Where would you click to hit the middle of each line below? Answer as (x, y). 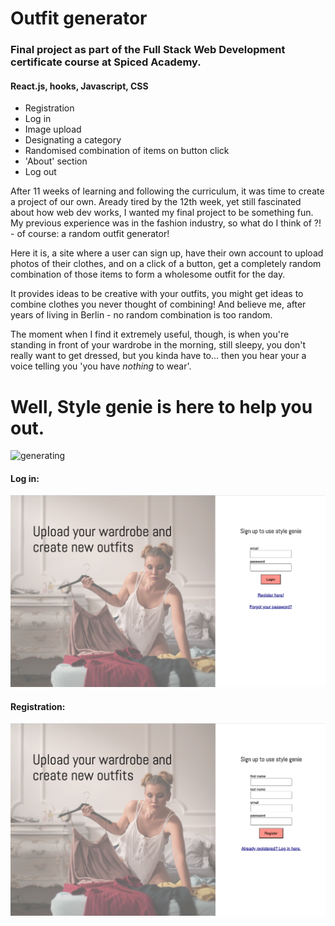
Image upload (53, 129)
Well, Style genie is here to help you (161, 406)
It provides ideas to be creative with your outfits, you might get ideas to (157, 294)
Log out (40, 172)
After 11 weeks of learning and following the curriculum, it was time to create (167, 191)
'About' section (56, 161)
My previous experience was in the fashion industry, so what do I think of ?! (166, 223)
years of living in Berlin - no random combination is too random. (141, 315)
